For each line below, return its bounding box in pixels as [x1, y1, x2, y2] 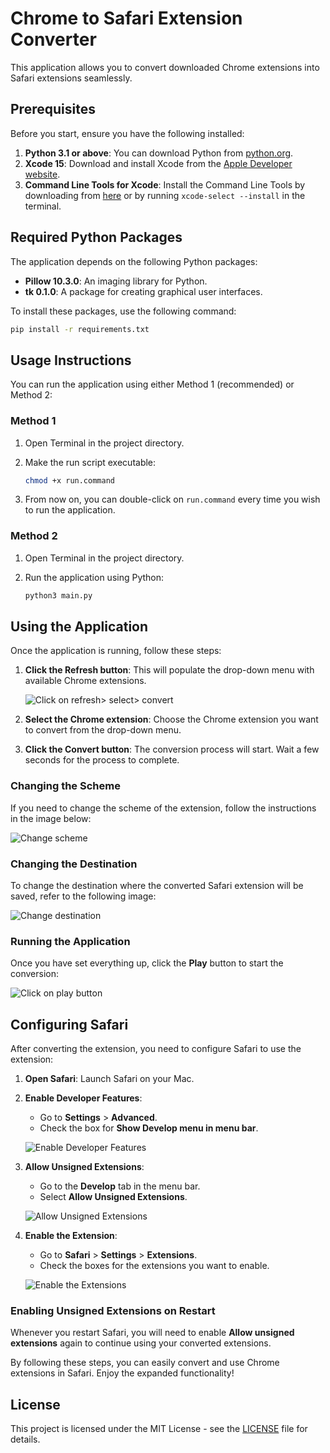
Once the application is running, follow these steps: [10, 645, 222, 657]
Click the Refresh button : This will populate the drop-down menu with [24, 664, 315, 676]
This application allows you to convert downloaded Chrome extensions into [10, 61, 320, 73]
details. [10, 1433, 41, 1446]
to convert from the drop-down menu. [24, 724, 182, 736]
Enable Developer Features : [24, 1092, 143, 1104]
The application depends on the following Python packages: [10, 255, 258, 267]
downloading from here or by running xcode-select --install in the [24, 189, 306, 201]
